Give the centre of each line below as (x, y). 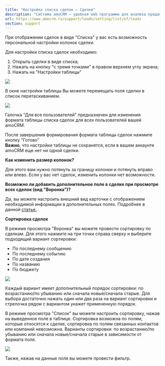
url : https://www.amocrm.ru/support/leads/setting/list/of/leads (73, 19)
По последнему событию (39, 254)
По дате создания (31, 259)
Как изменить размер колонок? (40, 160)
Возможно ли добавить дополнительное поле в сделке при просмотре (82, 184)
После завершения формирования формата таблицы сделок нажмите (79, 135)
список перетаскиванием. (33, 96)
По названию (26, 264)
